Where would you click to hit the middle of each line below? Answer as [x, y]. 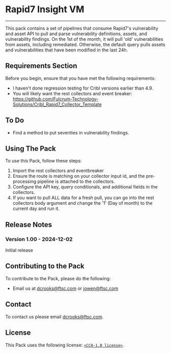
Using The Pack [31, 148]
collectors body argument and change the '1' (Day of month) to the [82, 203]
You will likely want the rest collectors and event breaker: [72, 93]
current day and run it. [36, 209]
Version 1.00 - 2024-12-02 [39, 239]
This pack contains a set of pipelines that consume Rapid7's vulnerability [82, 28]
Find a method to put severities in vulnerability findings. [71, 132]
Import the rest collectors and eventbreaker [58, 171]
